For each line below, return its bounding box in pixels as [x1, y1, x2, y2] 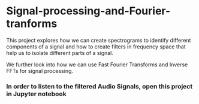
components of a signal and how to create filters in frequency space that [6, 43, 186, 50]
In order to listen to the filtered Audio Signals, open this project [6, 82, 193, 90]
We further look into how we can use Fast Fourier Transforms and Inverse [6, 61, 188, 68]
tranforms [6, 17, 58, 30]
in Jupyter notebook [6, 90, 67, 98]
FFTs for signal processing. [6, 67, 74, 74]
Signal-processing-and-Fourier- [6, 4, 171, 18]
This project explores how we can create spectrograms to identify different [6, 36, 191, 44]
